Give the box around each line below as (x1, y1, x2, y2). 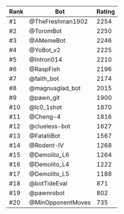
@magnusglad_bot (29, 84, 81, 92)
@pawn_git (29, 94, 60, 101)
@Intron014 (29, 56, 63, 63)
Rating (96, 8, 115, 15)
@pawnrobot (29, 189, 65, 197)
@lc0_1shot (29, 103, 63, 111)
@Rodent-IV (29, 141, 64, 149)
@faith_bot (29, 74, 60, 83)
